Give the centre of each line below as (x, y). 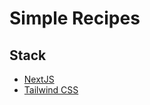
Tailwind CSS (51, 90)
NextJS (39, 79)
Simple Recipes (75, 18)
